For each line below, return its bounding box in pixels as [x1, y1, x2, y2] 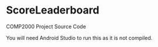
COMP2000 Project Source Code [6, 23, 87, 30]
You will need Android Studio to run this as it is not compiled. [6, 34, 153, 41]
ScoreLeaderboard [6, 4, 99, 17]
